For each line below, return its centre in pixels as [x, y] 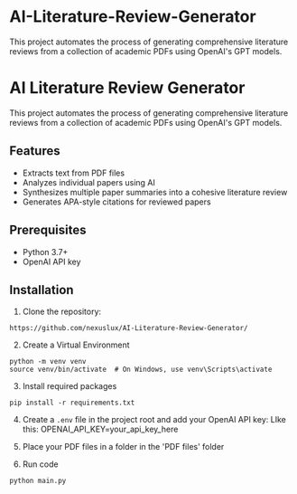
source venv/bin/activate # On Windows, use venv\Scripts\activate [141, 370]
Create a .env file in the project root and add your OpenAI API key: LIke [154, 420]
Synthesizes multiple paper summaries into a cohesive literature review [155, 192]
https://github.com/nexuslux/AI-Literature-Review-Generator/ [129, 328]
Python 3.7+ [45, 252]
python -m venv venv [48, 362]
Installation [42, 290]
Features [35, 151]
